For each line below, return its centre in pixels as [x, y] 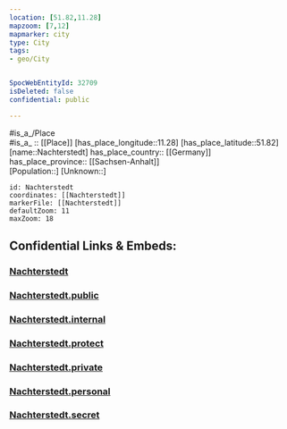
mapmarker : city [39, 34]
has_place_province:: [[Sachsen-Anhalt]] [84, 161]
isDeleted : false [42, 91]
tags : [19, 51]
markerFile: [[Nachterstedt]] [66, 203]
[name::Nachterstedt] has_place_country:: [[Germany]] [110, 152]
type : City [30, 42]
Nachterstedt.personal [60, 391]
